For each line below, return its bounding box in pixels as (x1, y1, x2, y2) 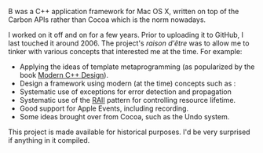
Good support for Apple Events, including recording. (19, 104, 189, 113)
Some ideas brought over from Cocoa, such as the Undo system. (19, 112, 230, 121)
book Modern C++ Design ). (19, 71, 108, 79)
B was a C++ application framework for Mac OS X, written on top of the (8, 7, 239, 16)
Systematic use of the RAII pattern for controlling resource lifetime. (19, 96, 236, 104)
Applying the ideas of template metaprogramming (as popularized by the (19, 62, 255, 71)
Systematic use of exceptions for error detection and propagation (19, 87, 232, 97)
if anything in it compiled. (8, 136, 90, 144)
